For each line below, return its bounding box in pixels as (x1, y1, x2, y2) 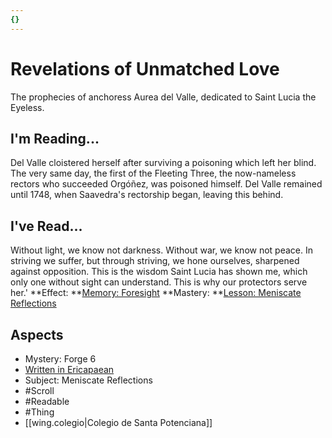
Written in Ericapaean (24, 364, 115, 375)
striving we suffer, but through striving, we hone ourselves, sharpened (10, 255, 300, 267)
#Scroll (24, 385, 55, 396)
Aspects (10, 326, 64, 343)
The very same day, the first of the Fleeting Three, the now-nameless (10, 167, 297, 180)
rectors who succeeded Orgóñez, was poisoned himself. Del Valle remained (10, 178, 323, 190)
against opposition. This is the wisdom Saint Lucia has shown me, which (10, 266, 308, 278)
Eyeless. (10, 101, 45, 113)
